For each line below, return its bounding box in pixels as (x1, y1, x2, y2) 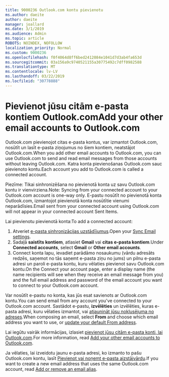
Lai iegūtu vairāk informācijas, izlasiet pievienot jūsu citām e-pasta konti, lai (5, 329, 163, 335)
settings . (12, 233, 31, 239)
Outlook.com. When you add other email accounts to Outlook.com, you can (5, 150, 161, 156)
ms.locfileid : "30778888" (5, 78, 60, 84)
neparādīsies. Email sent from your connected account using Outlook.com (5, 203, 159, 209)
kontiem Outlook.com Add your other (5, 111, 163, 123)
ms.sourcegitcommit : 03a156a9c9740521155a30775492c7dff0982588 (5, 60, 142, 65)
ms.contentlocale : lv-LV (5, 69, 58, 74)
